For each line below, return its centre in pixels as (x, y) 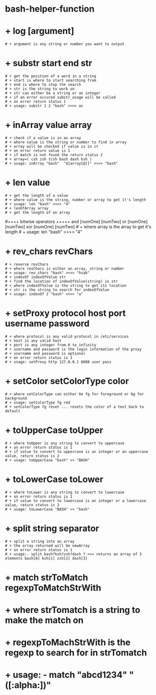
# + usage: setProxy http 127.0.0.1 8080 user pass (58, 362)
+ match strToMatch (47, 577)
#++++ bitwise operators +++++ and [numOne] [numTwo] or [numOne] (76, 221)
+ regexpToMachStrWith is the (68, 642)
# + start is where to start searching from (51, 81)
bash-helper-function (50, 9)
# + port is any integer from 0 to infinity (51, 345)
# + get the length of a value (37, 195)
